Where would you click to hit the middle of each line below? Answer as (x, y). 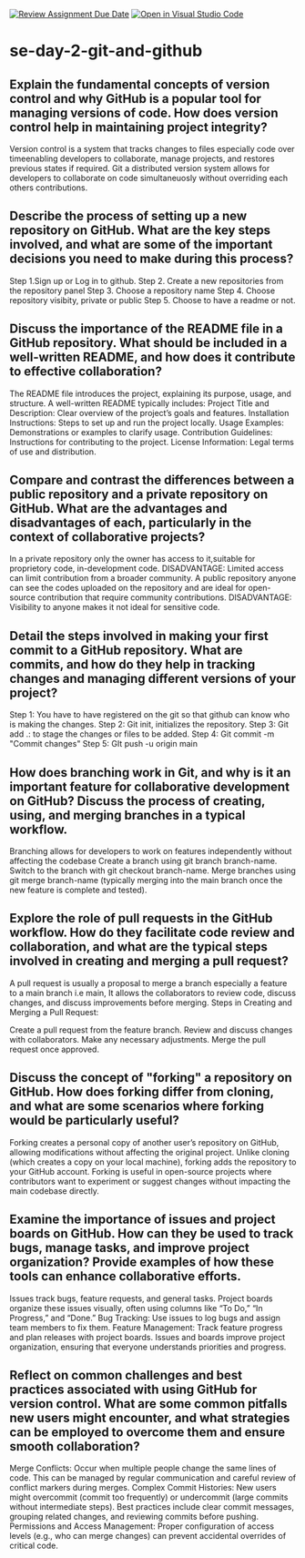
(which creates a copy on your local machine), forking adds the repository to (153, 1162)
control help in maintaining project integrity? (138, 127)
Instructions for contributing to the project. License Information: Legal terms (152, 442)
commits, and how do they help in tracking (132, 664)
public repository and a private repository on (139, 495)
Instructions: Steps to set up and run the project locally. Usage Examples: (147, 423)
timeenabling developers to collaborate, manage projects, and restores (142, 158)
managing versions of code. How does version (144, 112)
